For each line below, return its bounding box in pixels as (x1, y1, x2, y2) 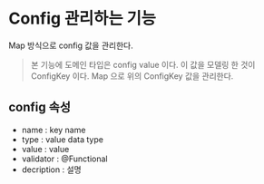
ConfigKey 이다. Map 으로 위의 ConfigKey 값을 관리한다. (30, 70, 234, 82)
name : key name (21, 124, 86, 135)
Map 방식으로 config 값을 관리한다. (8, 40, 133, 51)
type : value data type (21, 133, 103, 145)
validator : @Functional (21, 153, 108, 164)
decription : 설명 (21, 164, 83, 175)
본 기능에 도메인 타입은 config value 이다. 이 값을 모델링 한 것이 (30, 59, 256, 70)
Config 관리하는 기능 (8, 8, 156, 29)
